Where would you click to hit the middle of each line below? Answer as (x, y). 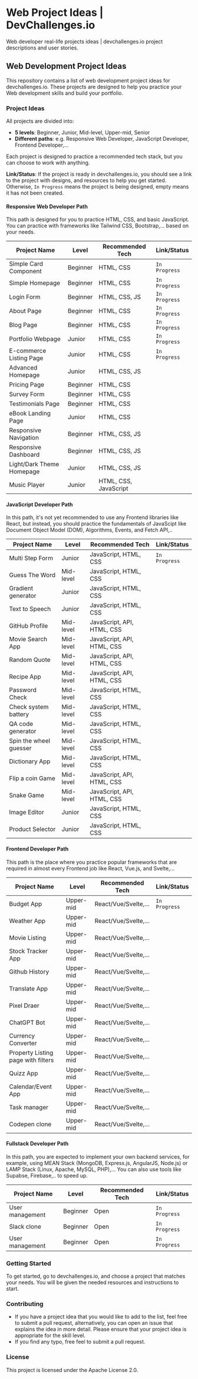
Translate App (29, 988)
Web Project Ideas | (55, 13)
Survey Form (27, 394)
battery (19, 714)
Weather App (27, 921)
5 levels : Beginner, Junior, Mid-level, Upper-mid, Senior (82, 133)
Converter (23, 1043)
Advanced (23, 368)
